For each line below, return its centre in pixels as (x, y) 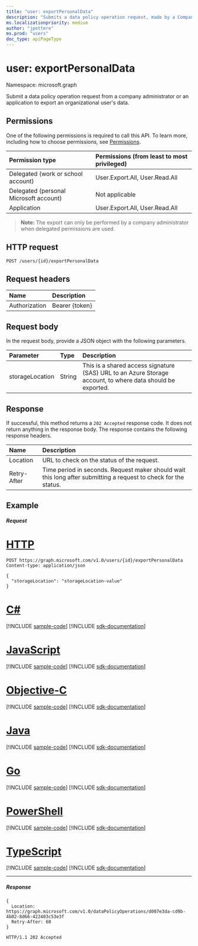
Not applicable (115, 194)
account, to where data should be (129, 381)
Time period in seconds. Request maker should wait (114, 470)
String (68, 377)
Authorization (28, 305)
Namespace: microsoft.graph (42, 85)
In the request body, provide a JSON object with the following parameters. (96, 341)
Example (22, 506)
